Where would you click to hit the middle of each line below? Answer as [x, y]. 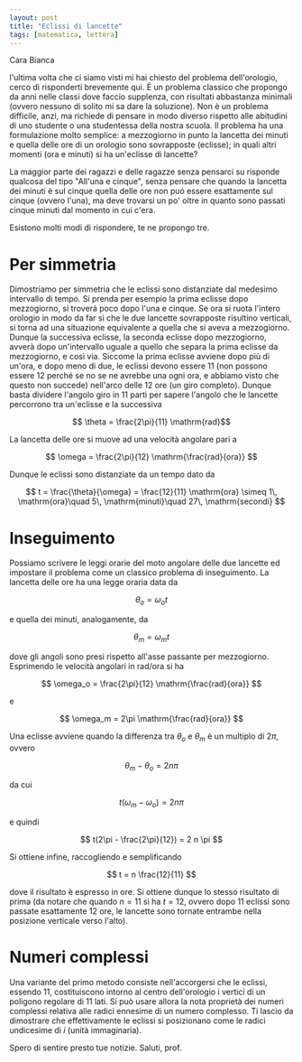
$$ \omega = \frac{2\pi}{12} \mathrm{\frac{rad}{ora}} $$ [151, 457]
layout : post [34, 18]
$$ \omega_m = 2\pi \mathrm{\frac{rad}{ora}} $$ [151, 718]
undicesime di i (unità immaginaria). [76, 1030]
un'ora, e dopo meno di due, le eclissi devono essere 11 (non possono [138, 366]
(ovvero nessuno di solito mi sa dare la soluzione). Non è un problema [139, 107]
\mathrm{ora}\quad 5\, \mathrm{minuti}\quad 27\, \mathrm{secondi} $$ [151, 501]
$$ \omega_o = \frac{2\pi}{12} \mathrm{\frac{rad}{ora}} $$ [151, 684]
